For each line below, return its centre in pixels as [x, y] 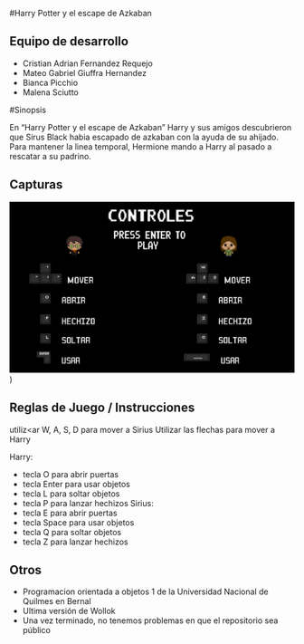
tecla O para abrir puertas [71, 474]
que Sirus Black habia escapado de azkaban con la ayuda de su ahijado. [144, 137]
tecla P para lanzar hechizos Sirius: [88, 503]
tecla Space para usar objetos [78, 522]
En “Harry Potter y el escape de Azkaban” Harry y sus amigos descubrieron [151, 127]
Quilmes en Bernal [57, 601]
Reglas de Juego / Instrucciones [102, 408]
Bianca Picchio [50, 82]
